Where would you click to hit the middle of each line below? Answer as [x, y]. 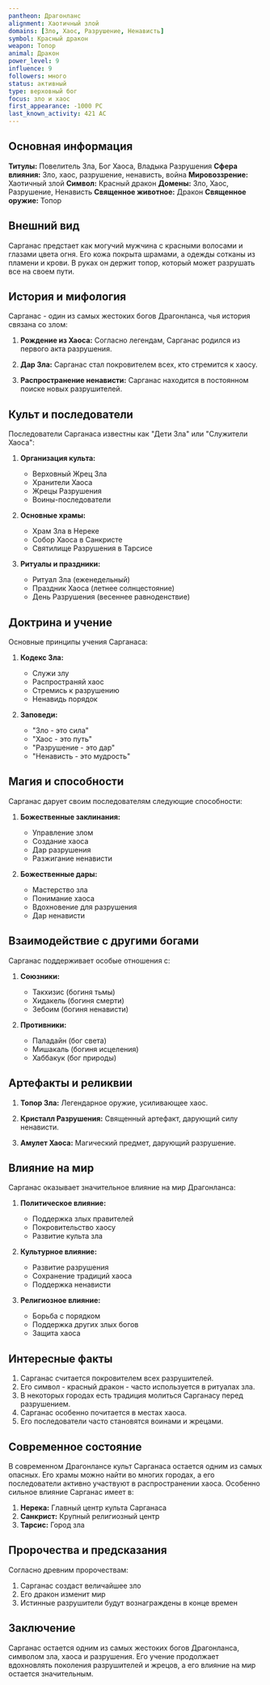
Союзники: [40, 976]
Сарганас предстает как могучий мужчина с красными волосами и [126, 245]
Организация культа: [57, 458]
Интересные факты [61, 1358]
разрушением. [45, 1404]
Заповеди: [39, 715]
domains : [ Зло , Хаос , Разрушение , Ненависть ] [86, 31]
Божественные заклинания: [70, 817]
